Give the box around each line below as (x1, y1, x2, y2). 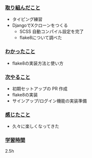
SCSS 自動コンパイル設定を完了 (19, 28, 84, 35)
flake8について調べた (19, 35, 62, 41)
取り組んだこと (5, 4, 41, 11)
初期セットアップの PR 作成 (12, 86, 68, 91)
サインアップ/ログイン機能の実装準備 (12, 98, 87, 104)
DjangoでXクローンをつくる (12, 23, 68, 28)
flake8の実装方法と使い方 (12, 60, 64, 66)
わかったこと (5, 48, 36, 55)
